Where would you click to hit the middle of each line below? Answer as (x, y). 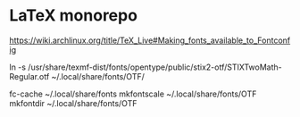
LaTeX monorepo (74, 16)
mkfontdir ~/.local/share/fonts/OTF (73, 103)
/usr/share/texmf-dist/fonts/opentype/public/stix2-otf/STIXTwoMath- (155, 67)
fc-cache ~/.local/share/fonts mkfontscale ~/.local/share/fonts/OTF (133, 94)
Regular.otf (29, 76)
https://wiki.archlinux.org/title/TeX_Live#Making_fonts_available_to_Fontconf (150, 40)
